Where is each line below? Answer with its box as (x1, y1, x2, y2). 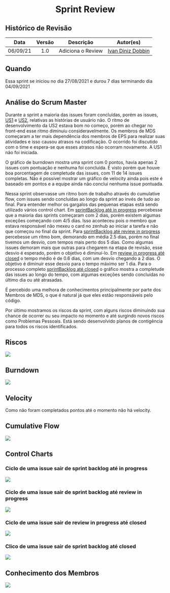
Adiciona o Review (58, 47, 103, 54)
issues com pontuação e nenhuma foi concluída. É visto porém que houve (5, 164, 160, 170)
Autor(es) (116, 39, 141, 46)
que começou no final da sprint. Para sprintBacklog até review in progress (5, 228, 160, 234)
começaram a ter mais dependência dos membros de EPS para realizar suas (5, 133, 165, 139)
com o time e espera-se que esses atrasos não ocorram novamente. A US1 (5, 144, 162, 150)
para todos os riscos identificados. (5, 323, 78, 329)
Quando (5, 64, 31, 73)
